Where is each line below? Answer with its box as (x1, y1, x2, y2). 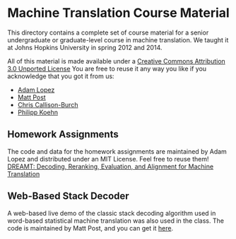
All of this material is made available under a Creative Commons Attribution (7, 56, 226, 65)
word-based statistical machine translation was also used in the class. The (7, 216, 225, 225)
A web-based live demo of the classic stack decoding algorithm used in (7, 209, 216, 217)
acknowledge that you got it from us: (7, 72, 114, 80)
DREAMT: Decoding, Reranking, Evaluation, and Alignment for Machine (7, 162, 214, 171)
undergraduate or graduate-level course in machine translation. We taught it (7, 35, 229, 44)
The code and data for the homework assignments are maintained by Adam (7, 147, 228, 156)
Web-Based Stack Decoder (7, 190, 129, 202)
